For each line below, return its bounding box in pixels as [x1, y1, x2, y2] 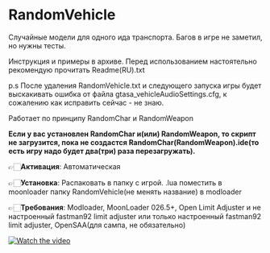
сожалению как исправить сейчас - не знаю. [8, 97, 164, 107]
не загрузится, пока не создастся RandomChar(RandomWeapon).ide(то [8, 137, 260, 147]
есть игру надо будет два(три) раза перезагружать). [8, 146, 196, 156]
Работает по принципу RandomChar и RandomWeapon [8, 113, 194, 122]
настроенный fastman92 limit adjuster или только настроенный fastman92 [8, 211, 262, 221]
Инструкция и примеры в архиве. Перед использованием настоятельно [8, 56, 258, 66]
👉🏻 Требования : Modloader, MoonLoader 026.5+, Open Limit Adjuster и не [8, 202, 262, 212]
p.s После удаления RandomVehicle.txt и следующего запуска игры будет [8, 81, 262, 90]
